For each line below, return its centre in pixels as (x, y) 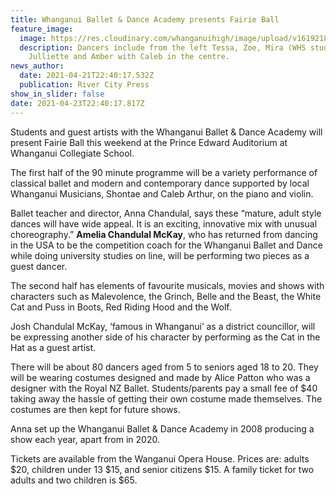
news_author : (37, 66)
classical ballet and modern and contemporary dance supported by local (160, 183)
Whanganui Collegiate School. (72, 153)
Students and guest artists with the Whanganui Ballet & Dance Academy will (166, 132)
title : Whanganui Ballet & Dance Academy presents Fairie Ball (145, 19)
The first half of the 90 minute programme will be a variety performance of (164, 172)
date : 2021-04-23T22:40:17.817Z (77, 103)
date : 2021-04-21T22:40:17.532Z (87, 76)
